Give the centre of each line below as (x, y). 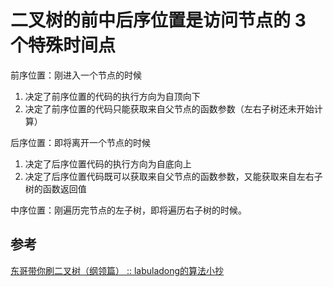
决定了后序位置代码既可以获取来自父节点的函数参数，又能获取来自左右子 (173, 176)
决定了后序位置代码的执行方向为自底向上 (108, 163)
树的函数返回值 (55, 188)
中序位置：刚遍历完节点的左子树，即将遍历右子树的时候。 (128, 210)
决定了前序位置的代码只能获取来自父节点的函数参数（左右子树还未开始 (169, 108)
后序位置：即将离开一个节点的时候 (80, 142)
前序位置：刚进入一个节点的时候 (76, 75)
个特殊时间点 (63, 45)
